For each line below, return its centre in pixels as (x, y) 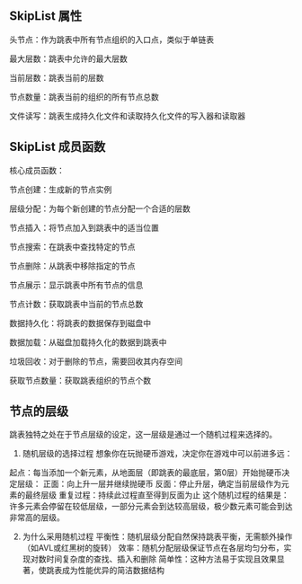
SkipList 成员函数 (58, 147)
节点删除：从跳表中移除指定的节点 (72, 265)
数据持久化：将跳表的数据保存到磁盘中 (80, 323)
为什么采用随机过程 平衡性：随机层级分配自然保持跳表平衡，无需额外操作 (157, 536)
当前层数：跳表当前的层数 (57, 77)
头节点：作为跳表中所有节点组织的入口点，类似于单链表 (111, 40)
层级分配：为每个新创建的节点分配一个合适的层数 (100, 208)
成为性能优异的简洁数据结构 (113, 571)
